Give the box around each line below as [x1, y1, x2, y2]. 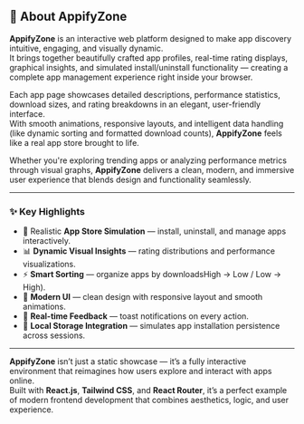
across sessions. [22, 330, 86, 341]
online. [9, 375, 34, 386]
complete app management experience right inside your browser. [9, 72, 253, 82]
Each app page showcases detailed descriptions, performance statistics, [9, 89, 280, 100]
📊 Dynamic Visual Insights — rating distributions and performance [22, 246, 276, 256]
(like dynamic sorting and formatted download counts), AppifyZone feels [9, 128, 283, 139]
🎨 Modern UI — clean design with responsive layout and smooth [22, 292, 263, 303]
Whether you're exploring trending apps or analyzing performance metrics [9, 155, 288, 166]
